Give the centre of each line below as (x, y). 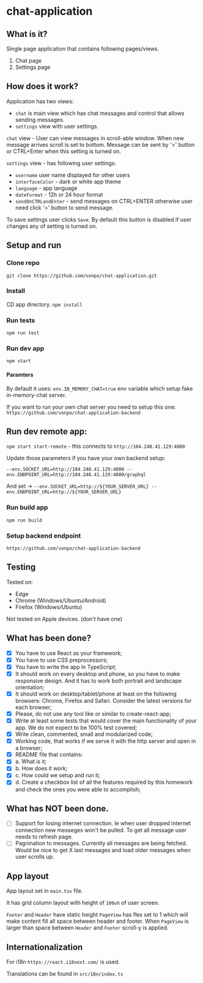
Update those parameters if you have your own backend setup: (86, 458)
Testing (21, 567)
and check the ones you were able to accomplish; (78, 789)
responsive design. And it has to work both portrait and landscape (98, 681)
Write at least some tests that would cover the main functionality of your (106, 721)
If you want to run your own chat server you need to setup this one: (91, 407)
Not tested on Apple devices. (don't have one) (65, 619)
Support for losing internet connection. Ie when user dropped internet (103, 823)
